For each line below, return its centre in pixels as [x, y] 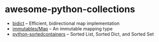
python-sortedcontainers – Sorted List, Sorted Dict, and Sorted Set [83, 34]
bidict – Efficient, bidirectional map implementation [66, 23]
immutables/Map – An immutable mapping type [62, 28]
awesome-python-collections [70, 9]
